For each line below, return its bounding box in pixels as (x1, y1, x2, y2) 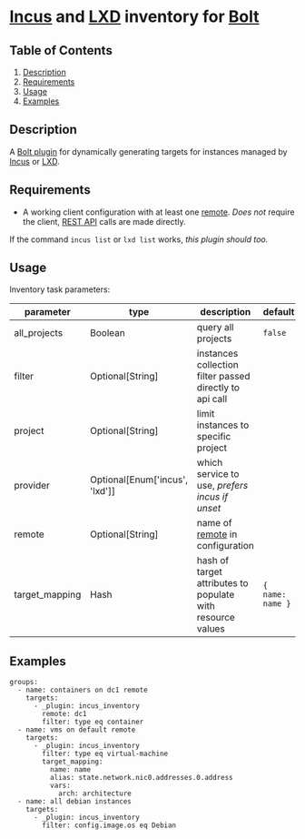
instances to (196, 419, 250, 431)
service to (196, 468, 240, 480)
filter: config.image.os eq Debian (42, 821, 177, 830)
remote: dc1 (42, 710, 88, 719)
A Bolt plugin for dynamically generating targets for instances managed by (9, 146, 288, 157)
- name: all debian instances (17, 797, 132, 806)
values (196, 622, 225, 635)
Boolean (90, 327, 125, 339)
